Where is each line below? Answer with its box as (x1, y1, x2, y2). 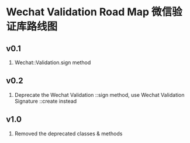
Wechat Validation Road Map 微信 (6, 5, 172, 19)
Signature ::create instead (14, 97, 77, 104)
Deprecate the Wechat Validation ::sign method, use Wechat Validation (14, 91, 185, 98)
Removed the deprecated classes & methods (14, 130, 123, 137)
